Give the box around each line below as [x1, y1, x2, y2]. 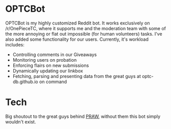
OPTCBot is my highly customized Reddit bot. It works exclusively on [5, 20, 150, 26]
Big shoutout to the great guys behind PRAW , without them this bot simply [5, 113, 161, 119]
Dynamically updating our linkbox [12, 67, 83, 74]
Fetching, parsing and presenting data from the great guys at [12, 73, 141, 79]
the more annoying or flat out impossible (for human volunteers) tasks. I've [5, 31, 162, 37]
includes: [5, 41, 25, 47]
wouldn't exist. [5, 118, 36, 125]
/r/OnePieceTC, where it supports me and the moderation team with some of [5, 25, 166, 31]
